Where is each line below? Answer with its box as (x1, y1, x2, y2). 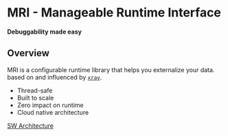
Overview (7, 47, 50, 59)
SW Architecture (7, 122, 54, 130)
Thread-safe (16, 86, 53, 94)
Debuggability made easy (7, 27, 82, 36)
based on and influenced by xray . (7, 73, 102, 81)
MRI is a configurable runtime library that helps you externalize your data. (7, 65, 215, 73)
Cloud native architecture (16, 108, 89, 116)
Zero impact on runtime (16, 101, 84, 109)
